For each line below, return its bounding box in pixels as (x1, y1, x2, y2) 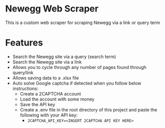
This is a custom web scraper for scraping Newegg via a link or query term (5, 19, 160, 25)
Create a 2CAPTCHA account (20, 90, 81, 96)
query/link (12, 69, 34, 75)
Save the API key (20, 101, 55, 107)
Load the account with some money (20, 96, 95, 102)
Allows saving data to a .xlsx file (12, 74, 79, 80)
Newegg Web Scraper (5, 3, 99, 14)
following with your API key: (20, 112, 78, 118)
